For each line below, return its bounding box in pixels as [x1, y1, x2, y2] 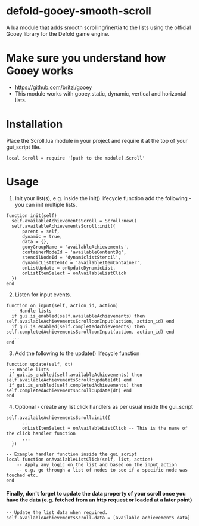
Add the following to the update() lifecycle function [14, 350, 140, 357]
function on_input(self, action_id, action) [6, 302, 119, 308]
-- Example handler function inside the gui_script [6, 451, 137, 457]
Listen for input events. [14, 291, 71, 298]
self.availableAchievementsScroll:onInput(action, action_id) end [6, 318, 175, 324]
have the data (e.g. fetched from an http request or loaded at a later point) [6, 496, 192, 503]
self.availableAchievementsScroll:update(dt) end [6, 377, 132, 383]
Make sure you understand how [6, 51, 166, 65]
